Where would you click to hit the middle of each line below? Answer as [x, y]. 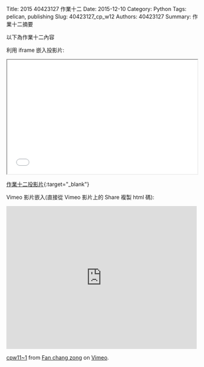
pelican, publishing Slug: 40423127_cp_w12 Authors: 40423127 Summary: [99, 16]
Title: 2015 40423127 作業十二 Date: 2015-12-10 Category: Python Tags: [97, 9]
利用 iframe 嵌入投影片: [36, 50]
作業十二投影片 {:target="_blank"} [48, 184]
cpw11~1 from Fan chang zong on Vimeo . [58, 358]
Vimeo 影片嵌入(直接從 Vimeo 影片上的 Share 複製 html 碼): [80, 197]
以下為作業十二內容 [30, 37]
